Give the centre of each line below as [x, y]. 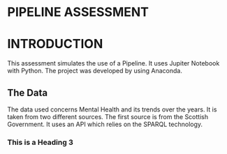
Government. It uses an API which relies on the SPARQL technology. [105, 124]
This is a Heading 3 [40, 142]
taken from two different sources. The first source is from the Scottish [108, 116]
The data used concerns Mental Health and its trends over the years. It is [112, 109]
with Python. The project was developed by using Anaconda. [95, 71]
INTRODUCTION [55, 44]
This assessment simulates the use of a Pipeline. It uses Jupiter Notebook [113, 63]
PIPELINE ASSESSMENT [78, 12]
